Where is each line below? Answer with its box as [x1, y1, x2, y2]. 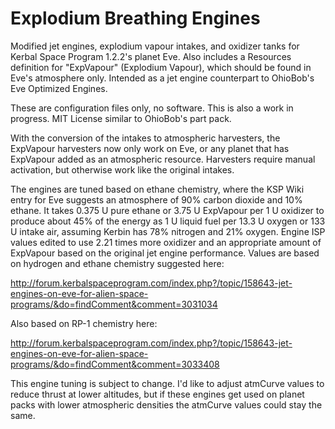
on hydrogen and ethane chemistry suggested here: [10, 257, 225, 269]
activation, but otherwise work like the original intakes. [10, 163, 235, 176]
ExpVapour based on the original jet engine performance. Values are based [10, 247, 320, 259]
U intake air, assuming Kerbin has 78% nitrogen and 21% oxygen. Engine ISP [10, 225, 326, 237]
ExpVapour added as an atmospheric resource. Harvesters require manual [10, 153, 316, 165]
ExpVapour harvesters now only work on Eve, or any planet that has [10, 142, 290, 154]
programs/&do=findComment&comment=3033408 [10, 358, 220, 370]
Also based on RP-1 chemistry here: [10, 317, 158, 329]
